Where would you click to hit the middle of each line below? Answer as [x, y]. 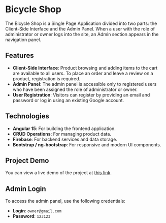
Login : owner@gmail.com [37, 211]
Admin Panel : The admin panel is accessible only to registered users [85, 84]
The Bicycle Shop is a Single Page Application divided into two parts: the [81, 23]
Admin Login [26, 189]
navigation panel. [23, 40]
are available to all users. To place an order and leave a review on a [83, 73]
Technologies [27, 116]
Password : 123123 [31, 216]
